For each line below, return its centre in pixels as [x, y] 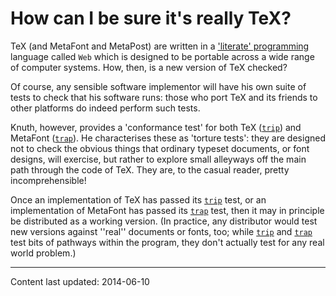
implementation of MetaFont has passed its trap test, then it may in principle [167, 210]
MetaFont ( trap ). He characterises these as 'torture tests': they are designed [168, 138]
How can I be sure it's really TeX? [151, 18]
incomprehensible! [48, 180]
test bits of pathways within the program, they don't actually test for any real [167, 242]
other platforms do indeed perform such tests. [105, 108]
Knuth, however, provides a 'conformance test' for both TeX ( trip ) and [156, 127]
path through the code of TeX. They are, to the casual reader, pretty [150, 169]
